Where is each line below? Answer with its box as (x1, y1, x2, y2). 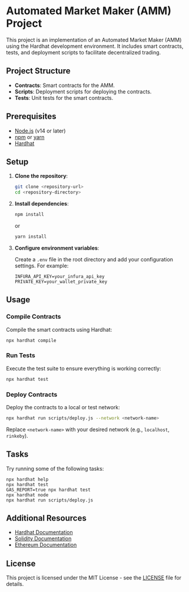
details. (6, 581, 24, 588)
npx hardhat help (6, 476, 49, 483)
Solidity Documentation (14, 535, 72, 542)
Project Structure (6, 66, 71, 76)
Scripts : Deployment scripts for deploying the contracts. (14, 88, 152, 95)
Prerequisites (6, 111, 57, 122)
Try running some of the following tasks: (6, 465, 104, 472)
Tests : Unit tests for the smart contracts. (14, 94, 114, 101)
